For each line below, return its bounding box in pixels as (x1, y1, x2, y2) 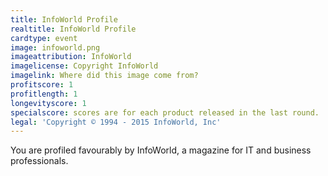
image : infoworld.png (10, 42, 101, 53)
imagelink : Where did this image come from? (10, 71, 199, 81)
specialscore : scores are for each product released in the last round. (10, 107, 320, 118)
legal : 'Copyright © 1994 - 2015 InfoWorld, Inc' (10, 117, 222, 127)
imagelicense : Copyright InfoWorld (10, 61, 159, 71)
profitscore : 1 (10, 80, 74, 90)
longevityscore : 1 (10, 98, 87, 108)
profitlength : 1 (10, 89, 78, 99)
